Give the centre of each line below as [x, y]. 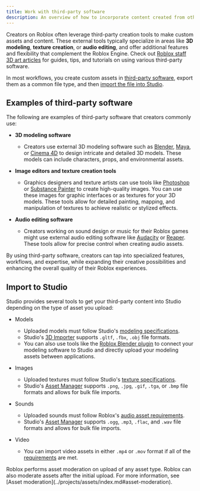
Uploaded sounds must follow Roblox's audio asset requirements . [104, 416]
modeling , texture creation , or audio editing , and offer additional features [97, 47]
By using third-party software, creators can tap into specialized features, [95, 255]
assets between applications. [60, 356]
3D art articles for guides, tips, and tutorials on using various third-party [94, 60]
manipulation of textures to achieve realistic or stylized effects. [101, 208]
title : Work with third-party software [56, 12]
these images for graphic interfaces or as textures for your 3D [100, 196]
